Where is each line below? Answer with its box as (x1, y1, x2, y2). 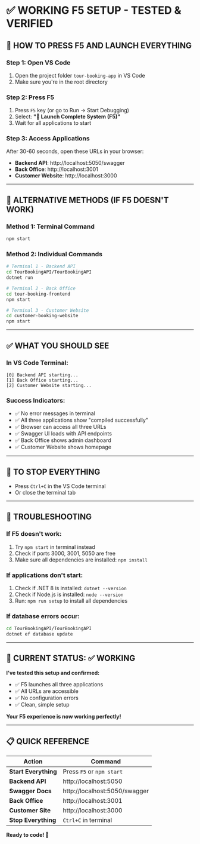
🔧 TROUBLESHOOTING (6, 512, 92, 522)
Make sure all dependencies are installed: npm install (14, 556, 148, 563)
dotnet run (6, 275, 33, 281)
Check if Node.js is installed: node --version (14, 591, 124, 598)
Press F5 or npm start (62, 767, 123, 775)
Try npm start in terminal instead (14, 543, 95, 550)
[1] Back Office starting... (6, 377, 79, 383)
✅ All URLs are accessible (14, 688, 79, 695)
